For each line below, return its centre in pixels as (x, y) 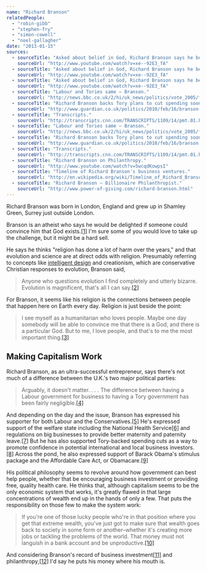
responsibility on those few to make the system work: (74, 505)
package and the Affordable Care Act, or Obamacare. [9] (77, 460)
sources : (17, 52)
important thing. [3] (45, 337)
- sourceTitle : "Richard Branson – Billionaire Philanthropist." (97, 183)
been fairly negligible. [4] (52, 403)
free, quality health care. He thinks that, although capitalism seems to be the (103, 485)
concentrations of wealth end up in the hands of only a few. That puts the (99, 498)
